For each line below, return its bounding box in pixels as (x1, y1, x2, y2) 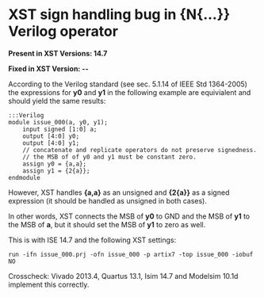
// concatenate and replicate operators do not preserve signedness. (22, 146, 258, 154)
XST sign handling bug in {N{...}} (8, 6, 231, 24)
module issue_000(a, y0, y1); (8, 118, 109, 126)
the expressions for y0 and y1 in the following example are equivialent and (8, 87, 251, 97)
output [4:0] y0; (22, 132, 80, 140)
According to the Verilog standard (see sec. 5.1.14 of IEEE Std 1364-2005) (8, 79, 248, 89)
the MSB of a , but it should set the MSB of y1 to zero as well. (8, 219, 206, 229)
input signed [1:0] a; (22, 125, 98, 133)
